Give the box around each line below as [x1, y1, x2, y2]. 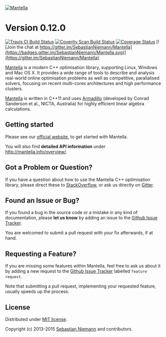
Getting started [5, 120, 54, 129]
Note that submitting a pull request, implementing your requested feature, [5, 283, 156, 289]
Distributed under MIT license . [5, 316, 67, 322]
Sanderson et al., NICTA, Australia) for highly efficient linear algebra [5, 100, 145, 106]
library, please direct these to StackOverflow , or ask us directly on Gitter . [5, 181, 155, 187]
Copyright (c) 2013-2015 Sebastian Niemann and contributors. [5, 326, 133, 332]
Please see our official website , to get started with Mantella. [5, 133, 128, 139]
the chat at [16, 44, 39, 50]
